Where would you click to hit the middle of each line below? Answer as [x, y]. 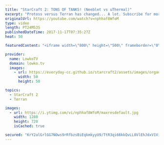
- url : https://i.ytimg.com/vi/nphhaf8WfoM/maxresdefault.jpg [74, 112]
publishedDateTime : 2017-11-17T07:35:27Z [48, 32]
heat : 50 [14, 37]
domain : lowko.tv [27, 63]
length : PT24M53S [23, 28]
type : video [17, 23]
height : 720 [26, 122]
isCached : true [29, 126]
